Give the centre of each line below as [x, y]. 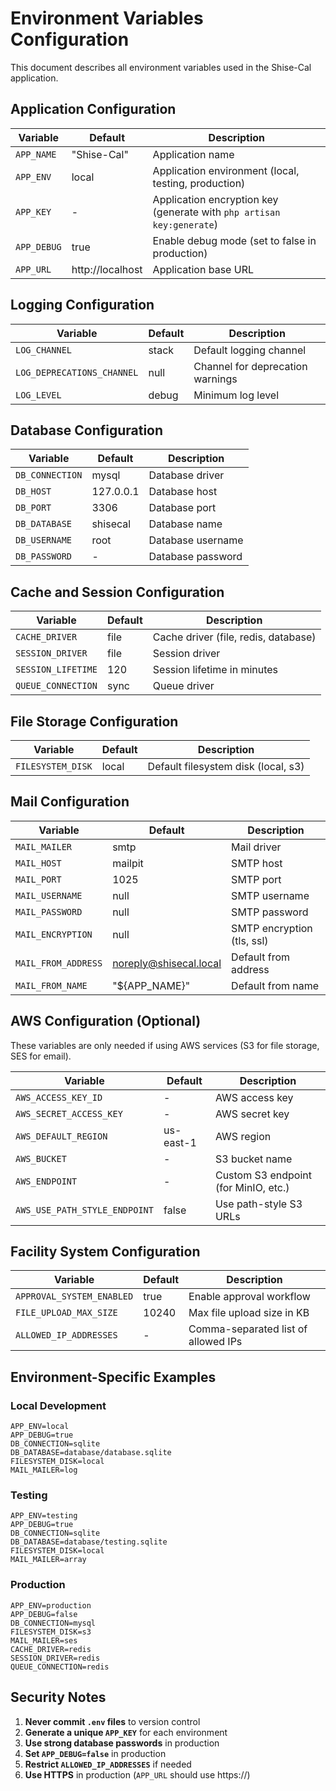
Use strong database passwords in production [122, 1743]
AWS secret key [252, 1114]
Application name [193, 154]
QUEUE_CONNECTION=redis [60, 1667]
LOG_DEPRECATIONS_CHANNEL [77, 372]
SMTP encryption [272, 928]
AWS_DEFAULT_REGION [61, 1136]
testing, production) [199, 183]
